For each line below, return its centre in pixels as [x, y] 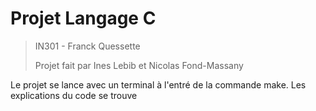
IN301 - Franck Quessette [87, 46]
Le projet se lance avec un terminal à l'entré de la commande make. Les [158, 84]
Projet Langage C [83, 18]
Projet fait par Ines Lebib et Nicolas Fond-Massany [139, 65]
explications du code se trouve [74, 95]
